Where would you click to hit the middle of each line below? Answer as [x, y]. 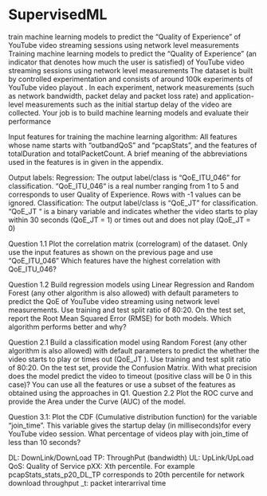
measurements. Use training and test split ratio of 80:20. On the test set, [127, 310]
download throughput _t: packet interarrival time [87, 482]
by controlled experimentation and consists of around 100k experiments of [131, 79]
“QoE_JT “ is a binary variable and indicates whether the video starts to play [133, 211]
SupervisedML [58, 15]
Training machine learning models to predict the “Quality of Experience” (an [133, 53]
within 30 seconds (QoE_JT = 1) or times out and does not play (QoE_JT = [130, 220]
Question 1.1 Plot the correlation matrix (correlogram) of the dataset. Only [128, 244]
